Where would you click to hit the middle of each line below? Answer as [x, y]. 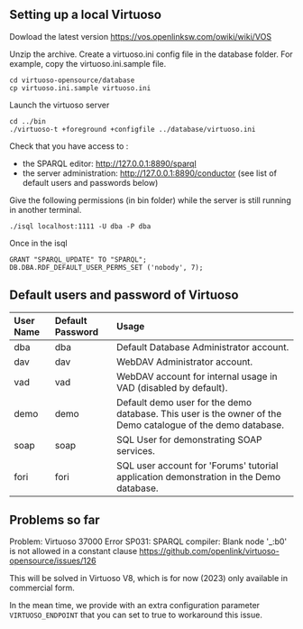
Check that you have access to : [69, 146]
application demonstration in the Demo [198, 476]
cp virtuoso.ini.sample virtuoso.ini [80, 88]
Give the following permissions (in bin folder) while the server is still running [150, 200]
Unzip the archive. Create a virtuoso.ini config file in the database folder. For [151, 54]
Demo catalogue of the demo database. [200, 425]
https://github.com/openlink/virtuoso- [209, 551]
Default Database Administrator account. [202, 347]
